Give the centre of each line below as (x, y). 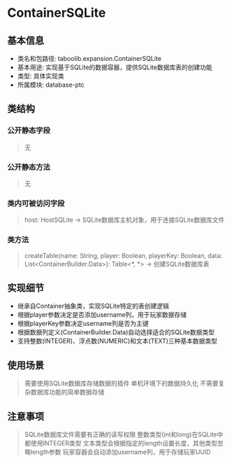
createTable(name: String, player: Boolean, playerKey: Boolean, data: (123, 255)
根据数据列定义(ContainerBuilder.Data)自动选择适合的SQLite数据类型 (116, 332)
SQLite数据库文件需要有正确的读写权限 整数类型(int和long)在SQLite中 (124, 434)
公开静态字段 (29, 131)
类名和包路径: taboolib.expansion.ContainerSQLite (89, 58)
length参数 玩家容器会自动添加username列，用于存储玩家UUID (121, 452)
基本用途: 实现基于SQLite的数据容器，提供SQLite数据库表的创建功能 (115, 67)
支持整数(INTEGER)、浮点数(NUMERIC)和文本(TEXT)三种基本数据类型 (117, 341)
